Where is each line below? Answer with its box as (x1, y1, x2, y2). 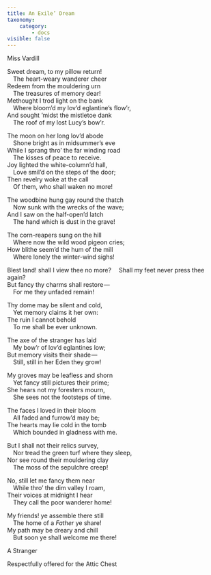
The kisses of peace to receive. (13, 153, 102, 162)
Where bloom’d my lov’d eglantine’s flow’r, (13, 104, 132, 112)
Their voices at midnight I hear (7, 491, 93, 500)
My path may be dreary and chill (7, 526, 98, 535)
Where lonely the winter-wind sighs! (13, 253, 115, 261)
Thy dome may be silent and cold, (7, 301, 102, 309)
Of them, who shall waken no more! (13, 183, 113, 191)
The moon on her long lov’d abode (7, 131, 104, 140)
